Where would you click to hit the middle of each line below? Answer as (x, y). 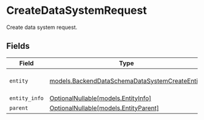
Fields (18, 46)
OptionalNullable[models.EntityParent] (104, 108)
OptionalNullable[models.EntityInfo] (100, 98)
